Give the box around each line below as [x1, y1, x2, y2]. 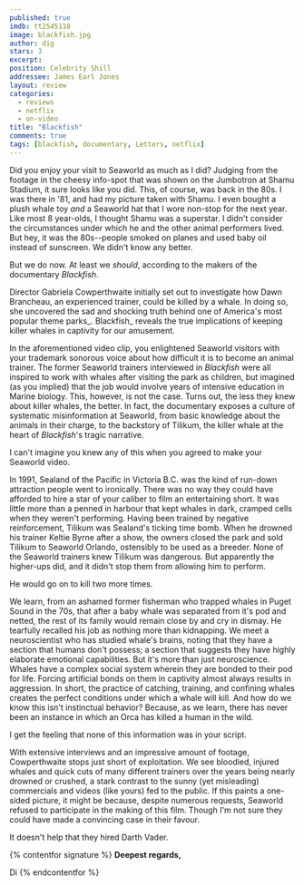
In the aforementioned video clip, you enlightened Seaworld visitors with [9, 342, 279, 354]
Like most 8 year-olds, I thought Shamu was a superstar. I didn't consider [9, 212, 283, 223]
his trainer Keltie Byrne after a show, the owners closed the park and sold [9, 531, 284, 542]
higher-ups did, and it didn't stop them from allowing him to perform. [9, 560, 266, 571]
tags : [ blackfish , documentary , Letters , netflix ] [9, 140, 205, 149]
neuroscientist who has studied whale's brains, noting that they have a [9, 634, 273, 645]
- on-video [17, 114, 59, 123]
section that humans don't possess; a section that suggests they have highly [9, 644, 296, 655]
